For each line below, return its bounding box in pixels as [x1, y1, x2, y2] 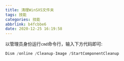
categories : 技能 [5, 17, 41, 22]
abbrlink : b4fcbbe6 [5, 21, 47, 27]
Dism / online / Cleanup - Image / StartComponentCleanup [5, 51, 119, 56]
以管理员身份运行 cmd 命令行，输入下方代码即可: [5, 41, 103, 47]
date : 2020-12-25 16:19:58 [5, 26, 63, 32]
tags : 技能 [5, 12, 27, 17]
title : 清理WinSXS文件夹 [5, 7, 54, 13]
